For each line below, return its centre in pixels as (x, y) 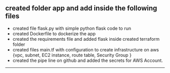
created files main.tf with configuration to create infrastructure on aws (86, 49)
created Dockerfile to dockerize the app (54, 33)
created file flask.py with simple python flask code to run (72, 28)
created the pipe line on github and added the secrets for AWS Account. (88, 60)
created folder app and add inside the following (81, 8)
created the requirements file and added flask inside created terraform (86, 39)
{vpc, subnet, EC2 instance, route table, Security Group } (72, 55)
